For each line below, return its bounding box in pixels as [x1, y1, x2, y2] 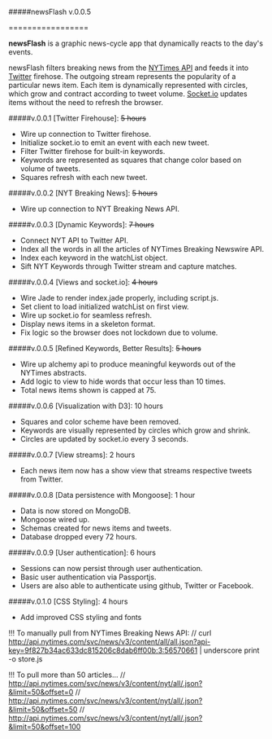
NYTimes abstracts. [19, 368, 87, 377]
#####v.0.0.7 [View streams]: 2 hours [8, 450, 136, 460]
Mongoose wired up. [19, 515, 90, 524]
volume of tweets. [19, 164, 81, 174]
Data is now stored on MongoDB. [19, 506, 132, 516]
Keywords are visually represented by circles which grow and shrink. [19, 425, 251, 435]
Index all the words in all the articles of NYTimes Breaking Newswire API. [19, 244, 265, 253]
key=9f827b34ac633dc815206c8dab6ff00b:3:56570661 [8, 645, 198, 655]
